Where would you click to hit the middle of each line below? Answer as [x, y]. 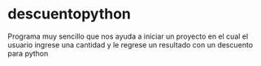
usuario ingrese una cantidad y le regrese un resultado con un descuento [130, 44]
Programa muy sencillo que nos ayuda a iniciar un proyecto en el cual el [128, 36]
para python [28, 53]
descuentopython [70, 14]
